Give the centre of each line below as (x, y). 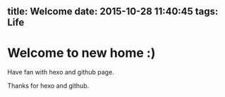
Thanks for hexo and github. (48, 86)
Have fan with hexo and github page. (61, 72)
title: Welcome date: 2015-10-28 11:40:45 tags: (113, 12)
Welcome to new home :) (81, 53)
